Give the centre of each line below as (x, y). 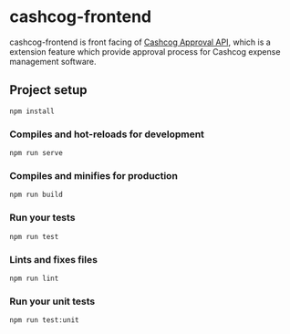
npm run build (36, 195)
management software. (53, 61)
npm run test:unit (44, 320)
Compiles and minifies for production (93, 175)
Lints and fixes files (54, 259)
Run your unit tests (52, 301)
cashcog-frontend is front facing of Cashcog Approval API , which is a (140, 42)
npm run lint (34, 278)
